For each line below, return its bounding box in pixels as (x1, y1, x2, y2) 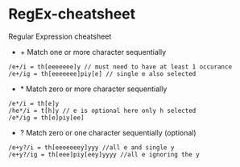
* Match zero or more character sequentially (19, 84, 168, 94)
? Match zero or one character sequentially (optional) (19, 127, 197, 137)
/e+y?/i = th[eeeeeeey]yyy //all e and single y (8, 143, 175, 152)
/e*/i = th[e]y (8, 99, 60, 107)
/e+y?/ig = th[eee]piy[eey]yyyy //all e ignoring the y (8, 150, 200, 158)
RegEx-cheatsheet (8, 5, 136, 23)
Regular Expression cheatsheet (8, 31, 112, 41)
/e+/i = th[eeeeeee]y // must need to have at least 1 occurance (8, 62, 232, 71)
